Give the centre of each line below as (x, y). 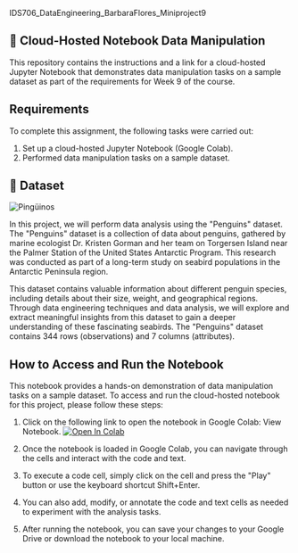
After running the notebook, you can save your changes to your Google (153, 529)
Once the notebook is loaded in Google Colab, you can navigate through (155, 449)
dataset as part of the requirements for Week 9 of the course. (122, 81)
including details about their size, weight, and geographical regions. (134, 299)
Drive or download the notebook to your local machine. (123, 539)
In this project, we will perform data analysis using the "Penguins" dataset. (146, 224)
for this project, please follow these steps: (86, 405)
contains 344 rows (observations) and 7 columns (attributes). (122, 336)
